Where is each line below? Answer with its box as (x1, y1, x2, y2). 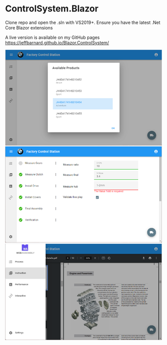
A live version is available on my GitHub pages (5, 34, 100, 40)
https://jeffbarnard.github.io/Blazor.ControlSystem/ (5, 39, 109, 45)
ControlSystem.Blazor (5, 3, 98, 14)
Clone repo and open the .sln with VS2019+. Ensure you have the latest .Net (5, 19, 161, 25)
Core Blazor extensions (5, 24, 53, 30)
